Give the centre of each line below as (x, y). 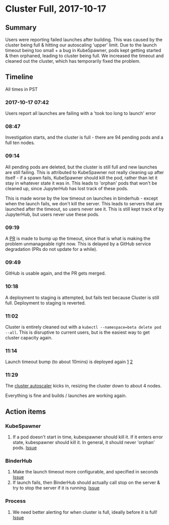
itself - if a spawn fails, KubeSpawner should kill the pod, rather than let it (81, 178)
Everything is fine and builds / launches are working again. (66, 396)
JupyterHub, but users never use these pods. (52, 214)
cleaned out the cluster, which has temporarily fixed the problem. (73, 61)
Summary (21, 28)
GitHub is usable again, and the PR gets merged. (55, 273)
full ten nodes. (20, 143)
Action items (26, 411)
